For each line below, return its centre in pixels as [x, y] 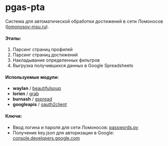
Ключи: [14, 116]
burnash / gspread [32, 99]
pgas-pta [25, 7]
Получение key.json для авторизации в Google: [63, 132]
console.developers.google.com [46, 138]
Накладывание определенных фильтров [56, 60]
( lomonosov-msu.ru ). [27, 26]
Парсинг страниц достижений [45, 55]
